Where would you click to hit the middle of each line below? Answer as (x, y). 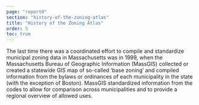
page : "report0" (27, 12)
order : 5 (17, 28)
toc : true (19, 34)
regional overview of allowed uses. (49, 96)
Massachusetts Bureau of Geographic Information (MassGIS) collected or (97, 64)
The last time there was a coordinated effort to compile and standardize (95, 51)
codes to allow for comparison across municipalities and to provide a (92, 89)
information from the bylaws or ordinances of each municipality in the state (99, 77)
